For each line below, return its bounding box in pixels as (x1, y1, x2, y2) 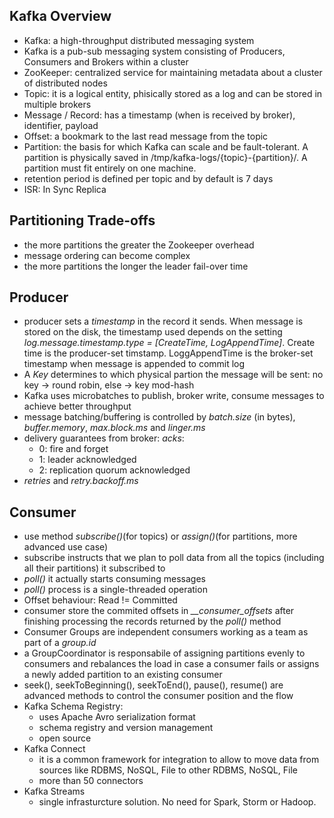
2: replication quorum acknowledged (38, 464, 191, 476)
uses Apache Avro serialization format (38, 711, 196, 723)
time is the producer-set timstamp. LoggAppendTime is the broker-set (23, 347, 314, 359)
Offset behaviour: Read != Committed (23, 594, 178, 606)
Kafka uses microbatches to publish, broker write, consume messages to (23, 390, 325, 402)
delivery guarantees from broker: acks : (23, 432, 185, 444)
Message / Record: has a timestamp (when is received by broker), (23, 109, 296, 121)
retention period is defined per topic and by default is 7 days (23, 172, 274, 184)
